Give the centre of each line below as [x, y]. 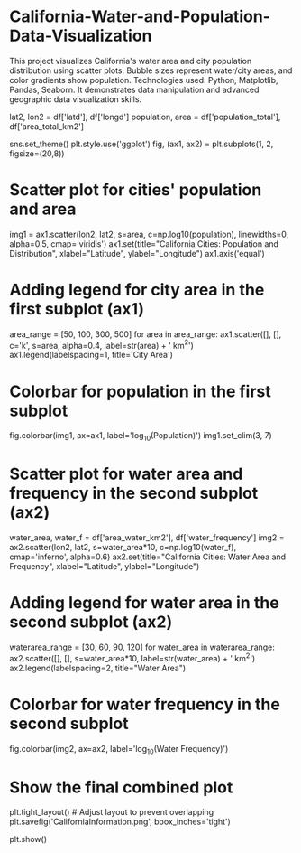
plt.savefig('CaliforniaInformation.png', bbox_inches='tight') [120, 822]
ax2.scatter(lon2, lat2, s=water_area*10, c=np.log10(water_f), [123, 548]
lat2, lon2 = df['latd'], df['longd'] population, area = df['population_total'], [145, 117]
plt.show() [28, 839]
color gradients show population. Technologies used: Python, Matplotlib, [144, 80]
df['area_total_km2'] [46, 126]
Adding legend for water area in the [144, 603]
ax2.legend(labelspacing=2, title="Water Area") [98, 668]
